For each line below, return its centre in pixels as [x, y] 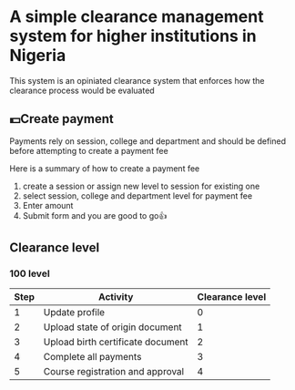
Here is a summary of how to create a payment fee [105, 168]
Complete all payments [92, 357]
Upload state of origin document [112, 327]
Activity [116, 297]
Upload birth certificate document [116, 342]
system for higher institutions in [133, 36]
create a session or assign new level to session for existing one [141, 186]
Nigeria [38, 56]
